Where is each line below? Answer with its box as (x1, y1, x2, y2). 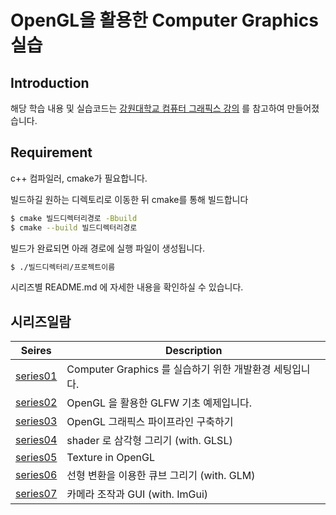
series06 (15, 468, 58, 482)
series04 (15, 433, 58, 447)
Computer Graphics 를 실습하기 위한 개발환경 (66, 362, 272, 376)
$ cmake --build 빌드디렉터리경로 (10, 222, 138, 233)
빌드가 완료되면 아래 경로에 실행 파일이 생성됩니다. (10, 242, 206, 254)
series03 (15, 414, 58, 428)
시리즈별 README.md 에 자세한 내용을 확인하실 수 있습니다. (10, 281, 244, 293)
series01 (15, 369, 58, 383)
